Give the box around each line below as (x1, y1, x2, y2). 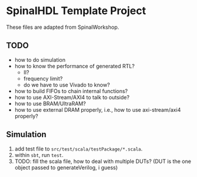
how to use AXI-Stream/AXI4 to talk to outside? (14, 93, 130, 101)
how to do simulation (14, 56, 66, 63)
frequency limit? (23, 75, 63, 82)
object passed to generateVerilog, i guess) (14, 163, 118, 171)
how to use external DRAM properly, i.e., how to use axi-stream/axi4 (14, 106, 181, 113)
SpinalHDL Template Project (6, 4, 146, 18)
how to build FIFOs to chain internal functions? (14, 87, 128, 95)
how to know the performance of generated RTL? (14, 62, 135, 69)
